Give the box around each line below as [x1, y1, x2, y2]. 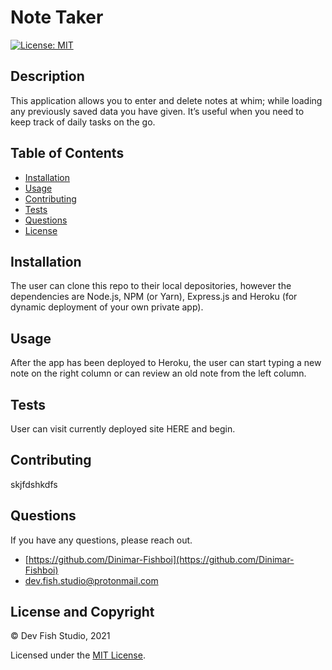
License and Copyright [10, 604, 155, 621]
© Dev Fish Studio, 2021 [10, 630, 111, 642]
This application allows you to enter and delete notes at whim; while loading [10, 94, 323, 106]
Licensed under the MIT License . [10, 649, 146, 661]
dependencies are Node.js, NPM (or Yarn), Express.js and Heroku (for [10, 291, 298, 303]
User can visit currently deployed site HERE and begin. [10, 423, 236, 435]
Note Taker [10, 6, 104, 29]
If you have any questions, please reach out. [10, 534, 193, 546]
